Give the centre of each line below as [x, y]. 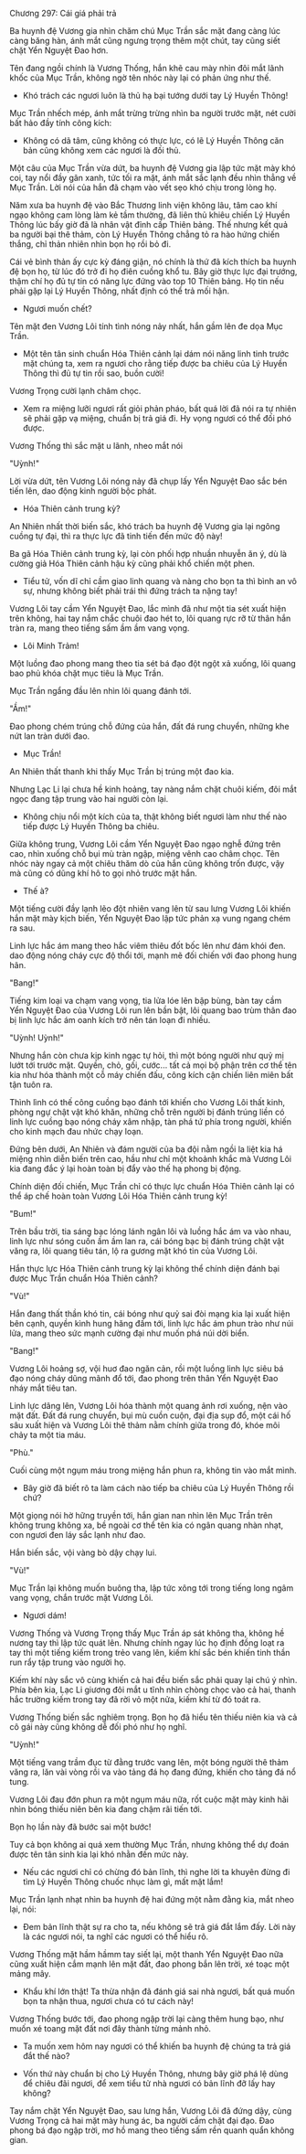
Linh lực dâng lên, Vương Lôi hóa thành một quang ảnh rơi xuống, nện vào [148, 1406]
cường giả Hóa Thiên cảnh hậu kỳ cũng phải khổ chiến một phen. [132, 563]
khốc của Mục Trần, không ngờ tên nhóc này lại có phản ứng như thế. [141, 78]
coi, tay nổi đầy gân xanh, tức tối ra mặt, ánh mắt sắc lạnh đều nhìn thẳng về [153, 178]
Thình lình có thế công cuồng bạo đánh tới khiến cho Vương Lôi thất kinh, [148, 1102]
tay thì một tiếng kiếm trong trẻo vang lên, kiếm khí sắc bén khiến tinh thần [150, 1653]
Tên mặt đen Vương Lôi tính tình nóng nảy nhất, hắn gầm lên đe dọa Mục [146, 326]
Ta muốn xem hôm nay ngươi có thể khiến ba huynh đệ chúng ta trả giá [157, 2046]
